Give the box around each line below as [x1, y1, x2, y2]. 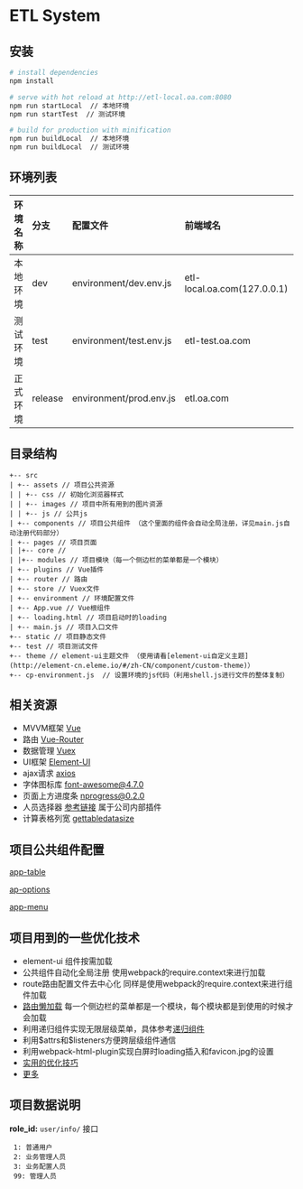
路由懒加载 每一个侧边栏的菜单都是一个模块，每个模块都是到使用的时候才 [22, 1001, 294, 1012]
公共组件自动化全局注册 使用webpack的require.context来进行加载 [22, 967, 266, 978]
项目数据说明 [9, 1098, 81, 1113]
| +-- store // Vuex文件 [9, 584, 100, 593]
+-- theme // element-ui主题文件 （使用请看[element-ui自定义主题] [9, 651, 250, 660]
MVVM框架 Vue [22, 723, 81, 734]
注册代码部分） [15, 528, 64, 537]
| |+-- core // [9, 545, 67, 555]
